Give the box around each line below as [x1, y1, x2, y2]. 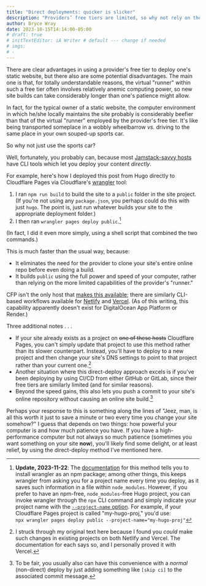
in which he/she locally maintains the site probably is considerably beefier [6, 110, 194, 117]
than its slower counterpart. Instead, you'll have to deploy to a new [15, 347, 184, 355]
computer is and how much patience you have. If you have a [6, 426, 159, 434]
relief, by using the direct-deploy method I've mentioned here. [6, 446, 163, 453]
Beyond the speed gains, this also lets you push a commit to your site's [15, 388, 195, 395]
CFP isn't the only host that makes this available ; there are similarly [6, 291, 176, 298]
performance [6, 433, 40, 441]
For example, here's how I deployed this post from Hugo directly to [6, 172, 175, 179]
